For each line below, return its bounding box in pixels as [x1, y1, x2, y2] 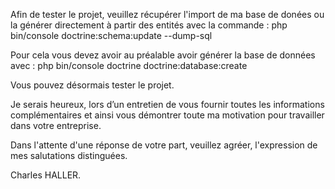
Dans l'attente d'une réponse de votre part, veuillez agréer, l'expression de [10, 139, 318, 151]
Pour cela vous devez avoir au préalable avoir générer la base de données [10, 49, 316, 61]
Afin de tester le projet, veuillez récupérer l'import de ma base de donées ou [10, 9, 325, 20]
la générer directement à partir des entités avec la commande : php [10, 19, 288, 31]
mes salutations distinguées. [10, 150, 128, 161]
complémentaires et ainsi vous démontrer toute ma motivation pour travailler [10, 109, 325, 121]
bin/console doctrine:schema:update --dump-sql [10, 30, 213, 41]
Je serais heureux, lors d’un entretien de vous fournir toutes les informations [10, 99, 325, 110]
